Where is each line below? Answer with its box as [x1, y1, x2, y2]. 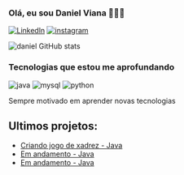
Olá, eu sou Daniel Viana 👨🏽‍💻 [8, 7, 125, 19]
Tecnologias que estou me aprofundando [8, 62, 175, 73]
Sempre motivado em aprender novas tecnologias [8, 96, 177, 105]
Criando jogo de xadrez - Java [20, 141, 123, 151]
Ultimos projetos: [8, 119, 99, 133]
